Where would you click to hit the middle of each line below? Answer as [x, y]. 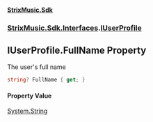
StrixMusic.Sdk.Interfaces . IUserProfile [75, 28]
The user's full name [37, 67]
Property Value [30, 96]
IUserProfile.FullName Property [77, 50]
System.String [27, 111]
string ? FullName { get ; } [46, 80]
